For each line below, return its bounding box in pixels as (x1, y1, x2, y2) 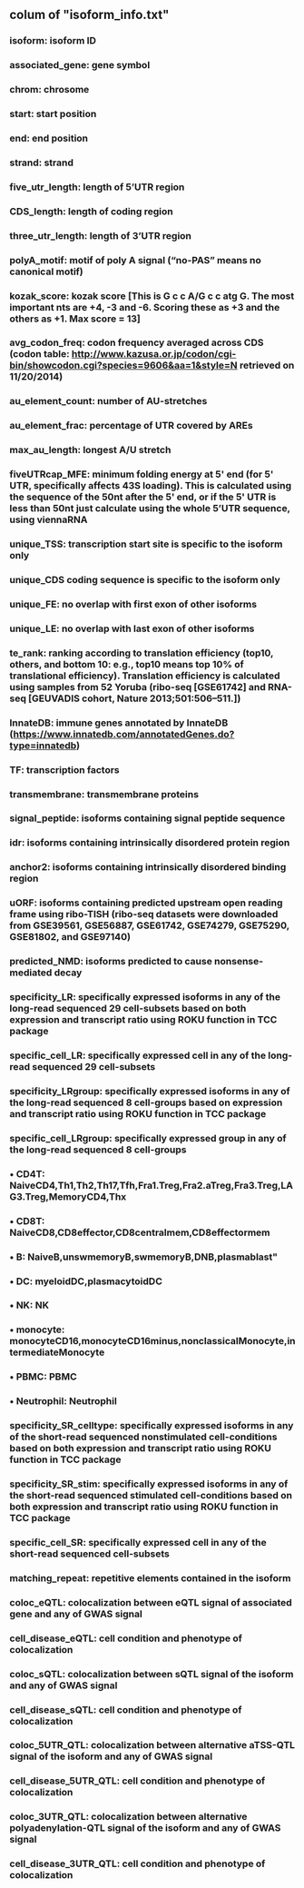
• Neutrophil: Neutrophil (9, 1395, 118, 1408)
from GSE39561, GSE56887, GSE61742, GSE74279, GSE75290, (9, 919, 290, 932)
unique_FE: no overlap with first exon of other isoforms (9, 598, 257, 610)
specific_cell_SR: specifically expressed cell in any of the (9, 1536, 267, 1548)
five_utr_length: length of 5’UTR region (9, 181, 185, 193)
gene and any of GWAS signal (9, 1607, 142, 1620)
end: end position (9, 132, 89, 144)
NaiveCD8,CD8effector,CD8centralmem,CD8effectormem (9, 1226, 270, 1239)
